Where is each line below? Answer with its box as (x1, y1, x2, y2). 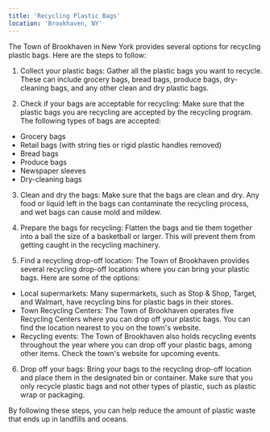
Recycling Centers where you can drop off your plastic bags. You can (19, 314, 251, 324)
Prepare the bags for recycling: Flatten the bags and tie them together (19, 223, 252, 233)
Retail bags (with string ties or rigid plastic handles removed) (19, 140, 222, 149)
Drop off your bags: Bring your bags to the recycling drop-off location (19, 364, 252, 374)
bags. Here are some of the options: (19, 272, 140, 283)
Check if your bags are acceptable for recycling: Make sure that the (19, 99, 245, 108)
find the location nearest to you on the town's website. (19, 322, 201, 332)
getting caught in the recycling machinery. (19, 240, 161, 250)
